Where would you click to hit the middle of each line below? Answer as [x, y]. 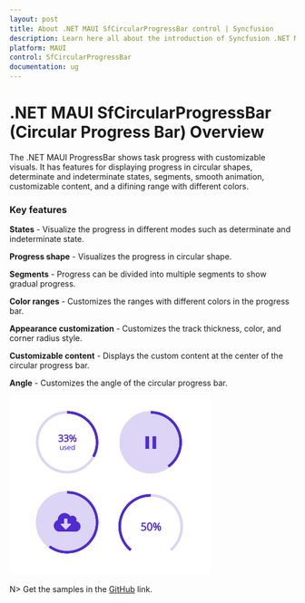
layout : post [34, 19]
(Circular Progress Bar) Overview [137, 132]
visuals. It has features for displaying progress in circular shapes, [131, 167]
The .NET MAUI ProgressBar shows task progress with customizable [138, 157]
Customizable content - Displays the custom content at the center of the [147, 356]
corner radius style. [46, 338]
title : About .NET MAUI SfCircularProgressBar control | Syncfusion [142, 29]
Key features [39, 209]
